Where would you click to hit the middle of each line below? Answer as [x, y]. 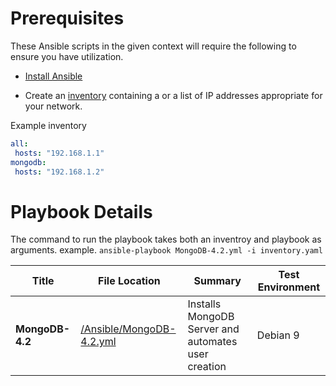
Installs [204, 304]
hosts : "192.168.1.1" [59, 153]
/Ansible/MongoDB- [128, 329]
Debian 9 [278, 335]
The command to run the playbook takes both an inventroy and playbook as [166, 239]
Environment [289, 287]
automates [212, 342]
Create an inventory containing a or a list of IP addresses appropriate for [173, 95]
